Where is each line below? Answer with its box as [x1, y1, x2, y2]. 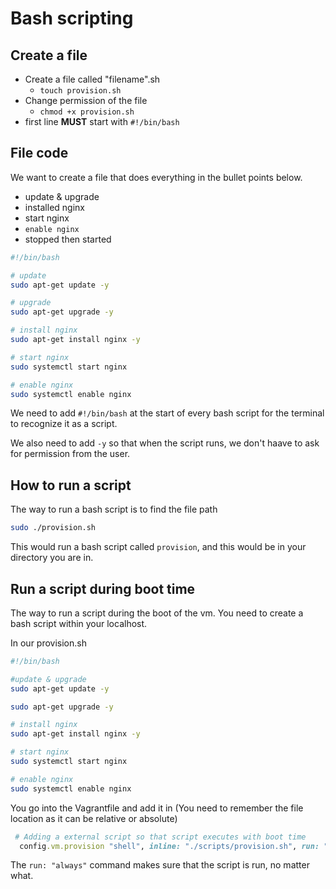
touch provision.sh [39, 86, 122, 96]
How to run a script [10, 477, 132, 494]
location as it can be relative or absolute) [10, 812, 178, 824]
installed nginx [24, 201, 85, 213]
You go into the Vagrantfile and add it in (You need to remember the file [10, 802, 304, 814]
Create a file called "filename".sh [24, 73, 161, 85]
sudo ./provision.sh [10, 523, 97, 533]
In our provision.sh [10, 637, 87, 649]
